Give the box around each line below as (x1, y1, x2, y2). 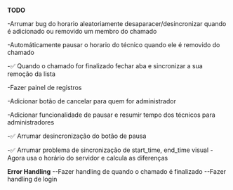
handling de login (7, 175, 58, 183)
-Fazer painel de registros (7, 84, 82, 91)
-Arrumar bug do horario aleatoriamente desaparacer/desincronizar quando (7, 20, 227, 27)
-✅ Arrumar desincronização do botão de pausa (7, 132, 147, 140)
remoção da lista (7, 70, 56, 78)
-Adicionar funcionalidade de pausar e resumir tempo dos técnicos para (7, 110, 215, 119)
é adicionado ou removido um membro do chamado (7, 27, 157, 35)
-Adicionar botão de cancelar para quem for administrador (7, 97, 177, 105)
